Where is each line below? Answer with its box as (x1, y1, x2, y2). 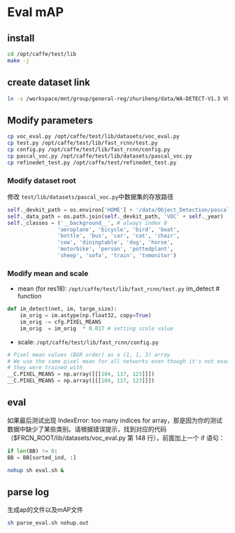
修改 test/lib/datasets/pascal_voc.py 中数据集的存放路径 (7, 192, 173, 200)
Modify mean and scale (7, 268, 89, 278)
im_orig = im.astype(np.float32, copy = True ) (20, 312, 152, 319)
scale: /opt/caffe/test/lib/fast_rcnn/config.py (17, 338, 159, 346)
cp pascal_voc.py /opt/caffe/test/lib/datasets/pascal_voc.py (7, 152, 192, 160)
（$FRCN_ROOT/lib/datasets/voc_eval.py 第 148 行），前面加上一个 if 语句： (7, 434, 225, 442)
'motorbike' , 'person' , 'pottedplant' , (57, 246, 173, 253)
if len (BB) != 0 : (7, 448, 58, 455)
